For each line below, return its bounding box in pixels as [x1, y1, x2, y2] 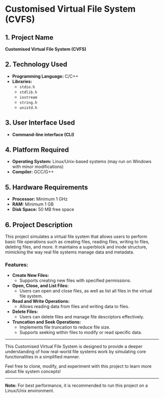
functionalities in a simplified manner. [5, 354, 80, 360]
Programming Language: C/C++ [12, 73, 79, 79]
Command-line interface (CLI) [12, 131, 75, 137]
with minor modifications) [12, 164, 64, 169]
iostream [19, 95, 38, 100]
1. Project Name [5, 33, 54, 42]
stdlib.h [19, 89, 38, 95]
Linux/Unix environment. [5, 388, 55, 394]
